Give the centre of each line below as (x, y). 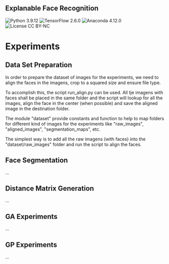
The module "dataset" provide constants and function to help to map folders (85, 118)
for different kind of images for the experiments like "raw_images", (74, 124)
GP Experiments (31, 244)
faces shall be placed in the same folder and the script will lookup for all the (84, 98)
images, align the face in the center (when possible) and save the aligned (81, 103)
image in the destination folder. (37, 108)
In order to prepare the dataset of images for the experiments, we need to (82, 77)
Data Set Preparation (39, 65)
